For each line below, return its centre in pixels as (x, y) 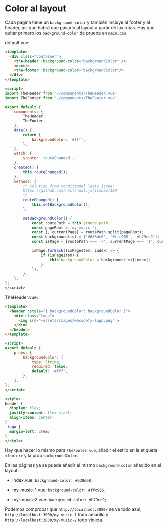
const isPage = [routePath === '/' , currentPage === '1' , (93, 242)
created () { (26, 168)
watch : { (23, 154)
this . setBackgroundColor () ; (61, 205)
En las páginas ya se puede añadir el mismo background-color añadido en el (83, 465)
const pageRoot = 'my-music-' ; (64, 228)
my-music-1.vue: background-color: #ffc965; (59, 490)
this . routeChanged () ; (46, 172)
